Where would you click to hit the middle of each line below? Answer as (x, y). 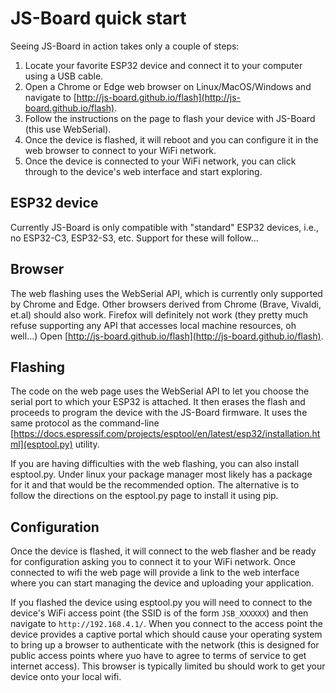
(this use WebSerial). (68, 129)
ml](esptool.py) (41, 444)
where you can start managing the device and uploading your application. (162, 583)
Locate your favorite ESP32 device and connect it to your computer (163, 65)
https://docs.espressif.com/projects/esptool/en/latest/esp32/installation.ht (167, 434)
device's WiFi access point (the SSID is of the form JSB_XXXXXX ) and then (159, 613)
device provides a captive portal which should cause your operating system (166, 634)
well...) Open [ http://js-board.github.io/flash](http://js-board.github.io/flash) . (167, 336)
